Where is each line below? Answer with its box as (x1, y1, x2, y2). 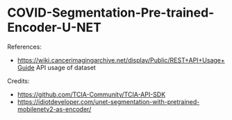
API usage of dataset (35, 63, 96, 71)
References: (7, 42, 42, 51)
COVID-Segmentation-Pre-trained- (7, 5, 215, 21)
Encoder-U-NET (7, 19, 102, 35)
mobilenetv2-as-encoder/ (17, 105, 92, 113)
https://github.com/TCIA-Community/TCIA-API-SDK (17, 90, 166, 98)
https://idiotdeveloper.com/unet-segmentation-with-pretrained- (17, 97, 200, 105)
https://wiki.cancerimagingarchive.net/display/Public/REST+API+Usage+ (17, 55, 226, 64)
